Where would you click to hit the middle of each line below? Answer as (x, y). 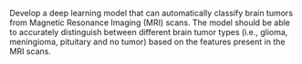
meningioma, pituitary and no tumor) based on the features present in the (147, 41)
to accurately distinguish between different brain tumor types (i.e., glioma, (149, 32)
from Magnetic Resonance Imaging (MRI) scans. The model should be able (150, 23)
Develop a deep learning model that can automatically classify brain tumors (151, 13)
